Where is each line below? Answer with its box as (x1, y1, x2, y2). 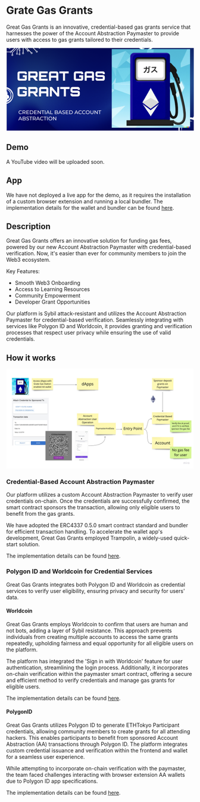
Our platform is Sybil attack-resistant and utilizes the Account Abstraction (6, 310, 186, 317)
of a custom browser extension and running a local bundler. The (6, 198, 163, 205)
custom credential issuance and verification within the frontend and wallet (6, 746, 188, 754)
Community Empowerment (14, 292, 81, 299)
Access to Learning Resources (14, 286, 90, 293)
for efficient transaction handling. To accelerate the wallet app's (6, 528, 163, 535)
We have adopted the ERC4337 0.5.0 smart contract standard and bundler (6, 522, 189, 529)
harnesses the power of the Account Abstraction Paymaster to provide (6, 29, 180, 36)
